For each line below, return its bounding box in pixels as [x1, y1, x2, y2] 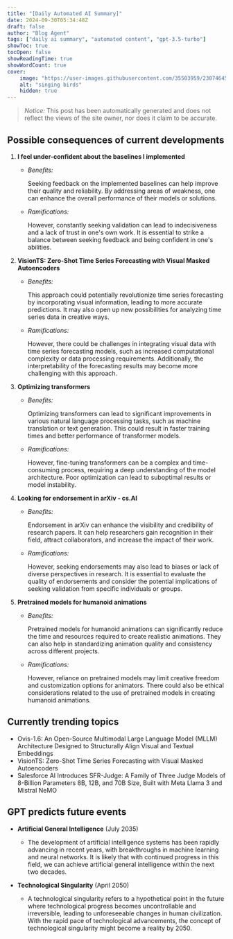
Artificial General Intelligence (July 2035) [17, 825, 139, 833]
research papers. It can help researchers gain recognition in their [27, 528, 214, 536]
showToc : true [7, 42, 49, 49]
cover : [7, 68, 26, 75]
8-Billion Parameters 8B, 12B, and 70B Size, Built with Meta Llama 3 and [17, 778, 223, 787]
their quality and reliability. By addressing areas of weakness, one [27, 187, 216, 195]
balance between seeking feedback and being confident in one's [27, 235, 214, 243]
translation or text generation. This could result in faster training [27, 424, 210, 432]
